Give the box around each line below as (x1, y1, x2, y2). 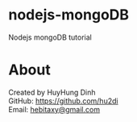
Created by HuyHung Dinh (8, 87, 96, 97)
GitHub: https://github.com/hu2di (8, 95, 118, 106)
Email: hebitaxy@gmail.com (8, 104, 101, 114)
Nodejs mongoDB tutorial (8, 32, 93, 42)
